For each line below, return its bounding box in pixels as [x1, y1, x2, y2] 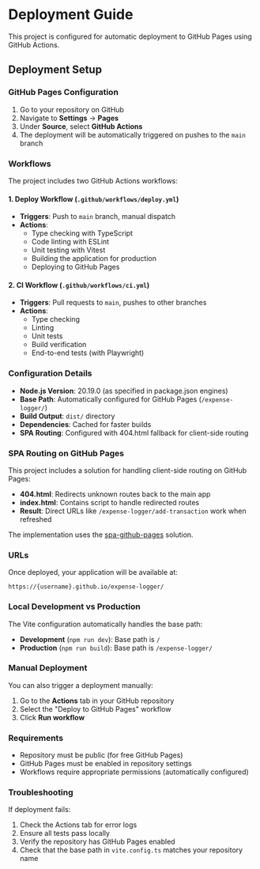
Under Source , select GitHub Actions [19, 121, 143, 131]
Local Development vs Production [8, 601, 141, 612]
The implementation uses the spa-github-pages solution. [8, 530, 194, 539]
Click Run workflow [19, 712, 85, 722]
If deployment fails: [8, 805, 71, 814]
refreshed [19, 514, 52, 523]
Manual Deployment [8, 663, 88, 674]
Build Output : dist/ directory [19, 411, 115, 421]
